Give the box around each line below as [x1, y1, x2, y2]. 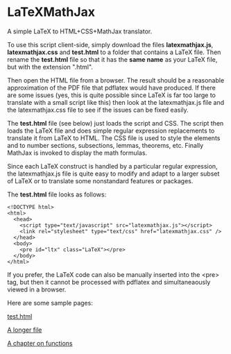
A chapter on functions [7, 339, 73, 347]
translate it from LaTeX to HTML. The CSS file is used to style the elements [7, 133, 221, 142]
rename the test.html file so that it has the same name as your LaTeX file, [7, 55, 218, 63]
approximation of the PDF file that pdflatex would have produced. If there [7, 83, 216, 92]
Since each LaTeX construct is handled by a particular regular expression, [7, 162, 218, 170]
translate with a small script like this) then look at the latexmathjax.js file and [7, 98, 225, 106]
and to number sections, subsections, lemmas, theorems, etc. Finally [7, 141, 204, 149]
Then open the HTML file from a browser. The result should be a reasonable [7, 76, 225, 84]
